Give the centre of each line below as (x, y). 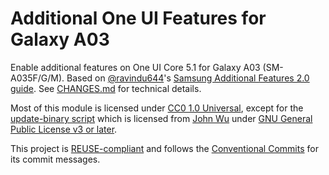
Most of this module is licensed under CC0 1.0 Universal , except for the (157, 108)
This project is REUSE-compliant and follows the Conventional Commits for (164, 148)
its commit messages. (55, 159)
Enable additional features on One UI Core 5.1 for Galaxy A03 (135, 67)
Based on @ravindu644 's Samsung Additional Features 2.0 (188, 78)
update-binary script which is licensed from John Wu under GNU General (161, 118)
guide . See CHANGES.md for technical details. (106, 88)
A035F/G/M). (37, 78)
